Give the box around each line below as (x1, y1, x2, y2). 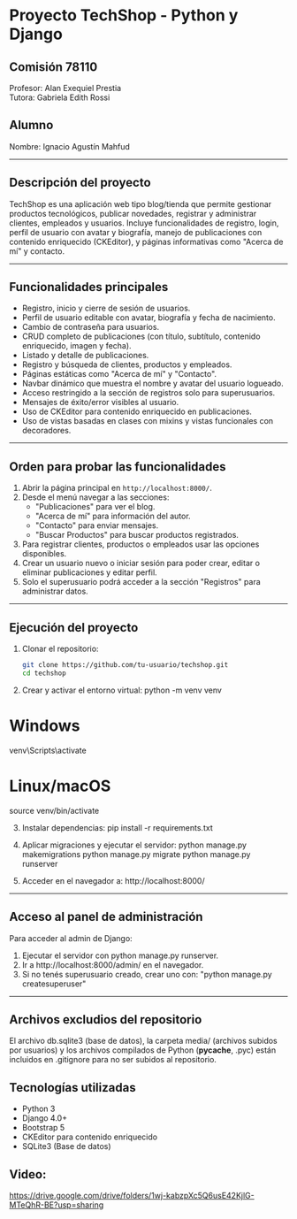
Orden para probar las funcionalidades (9, 459, 227, 474)
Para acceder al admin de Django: (9, 932, 133, 943)
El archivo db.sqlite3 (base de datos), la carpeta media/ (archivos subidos (9, 1036, 278, 1046)
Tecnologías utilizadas (9, 1080, 136, 1095)
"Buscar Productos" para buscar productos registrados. (34, 530, 239, 540)
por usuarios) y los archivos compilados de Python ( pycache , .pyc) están (9, 1045, 277, 1055)
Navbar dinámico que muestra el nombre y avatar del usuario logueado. (21, 378, 285, 389)
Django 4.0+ (21, 1113, 68, 1123)
